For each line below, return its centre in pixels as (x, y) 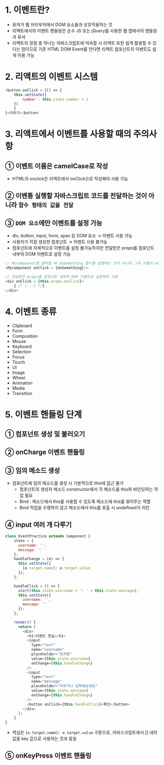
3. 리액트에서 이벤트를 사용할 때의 (68, 134)
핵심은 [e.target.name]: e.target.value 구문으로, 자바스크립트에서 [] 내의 (85, 733)
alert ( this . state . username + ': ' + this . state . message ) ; (78, 591)
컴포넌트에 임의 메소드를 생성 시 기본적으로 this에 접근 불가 (68, 483)
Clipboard (22, 325)
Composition (25, 336)
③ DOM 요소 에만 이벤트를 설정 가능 (54, 223)
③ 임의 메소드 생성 (32, 470)
